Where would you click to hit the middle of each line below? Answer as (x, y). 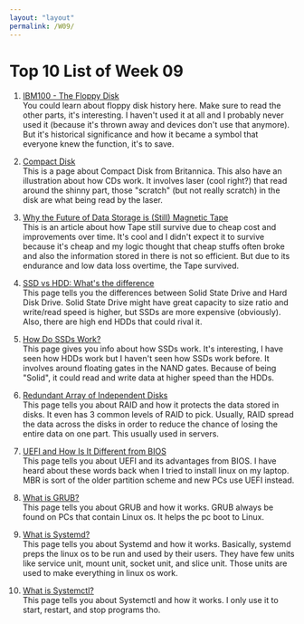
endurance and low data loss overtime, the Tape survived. (131, 266)
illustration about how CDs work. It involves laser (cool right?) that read (155, 181)
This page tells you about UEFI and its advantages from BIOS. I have (150, 461)
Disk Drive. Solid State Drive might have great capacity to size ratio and (156, 302)
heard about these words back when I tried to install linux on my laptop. (156, 471)
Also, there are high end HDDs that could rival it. (112, 322)
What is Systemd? (56, 534)
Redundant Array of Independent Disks (95, 396)
